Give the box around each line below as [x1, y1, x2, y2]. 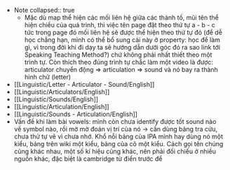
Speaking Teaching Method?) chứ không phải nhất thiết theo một [24, 50, 212, 59]
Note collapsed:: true [13, 6, 75, 14]
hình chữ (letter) [24, 73, 72, 81]
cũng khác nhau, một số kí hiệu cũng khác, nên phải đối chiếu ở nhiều [13, 147, 216, 155]
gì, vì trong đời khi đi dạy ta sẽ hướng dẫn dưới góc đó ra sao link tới [24, 43, 221, 51]
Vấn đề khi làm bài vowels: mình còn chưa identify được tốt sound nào [13, 118, 217, 125]
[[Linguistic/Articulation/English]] [13, 103, 110, 111]
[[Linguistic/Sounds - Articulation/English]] [13, 110, 138, 118]
